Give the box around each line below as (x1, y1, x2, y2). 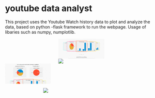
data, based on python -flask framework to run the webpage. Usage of (5, 24, 146, 29)
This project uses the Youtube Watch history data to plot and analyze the (5, 19, 150, 25)
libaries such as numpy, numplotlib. (5, 29, 76, 35)
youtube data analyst (5, 3, 93, 14)
